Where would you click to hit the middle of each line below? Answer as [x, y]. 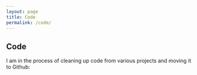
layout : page [22, 12]
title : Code [21, 17]
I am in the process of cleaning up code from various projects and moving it [99, 61]
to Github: [18, 67]
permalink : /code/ [29, 22]
